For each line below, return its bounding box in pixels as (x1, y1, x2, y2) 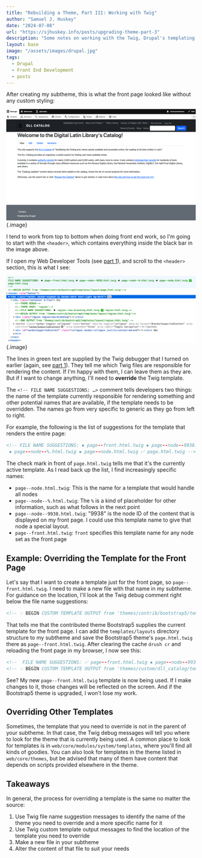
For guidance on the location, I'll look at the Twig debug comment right (6, 591, 182, 598)
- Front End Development (11, 67, 74, 73)
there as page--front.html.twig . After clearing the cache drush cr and (6, 640, 182, 647)
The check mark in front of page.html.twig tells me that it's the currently (6, 459, 185, 467)
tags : (6, 54, 20, 60)
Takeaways (6, 779, 50, 789)
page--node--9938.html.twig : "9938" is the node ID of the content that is (14, 510, 195, 517)
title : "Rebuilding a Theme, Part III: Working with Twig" (6, 10, 158, 16)
